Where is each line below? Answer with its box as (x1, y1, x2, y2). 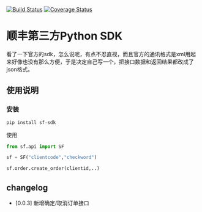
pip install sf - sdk (6, 119, 56, 125)
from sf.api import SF (6, 144, 64, 150)
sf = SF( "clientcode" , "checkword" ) (6, 155, 97, 161)
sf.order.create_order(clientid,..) (6, 166, 100, 172)
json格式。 (6, 65, 34, 73)
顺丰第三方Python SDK (6, 29, 123, 43)
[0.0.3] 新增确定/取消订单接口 (15, 199, 89, 207)
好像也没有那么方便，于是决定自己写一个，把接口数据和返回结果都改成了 (11, 58, 194, 65)
